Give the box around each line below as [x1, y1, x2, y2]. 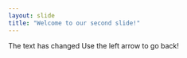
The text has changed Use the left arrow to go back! [8, 41, 179, 50]
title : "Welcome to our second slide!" [8, 19, 141, 27]
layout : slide [8, 11, 56, 20]
